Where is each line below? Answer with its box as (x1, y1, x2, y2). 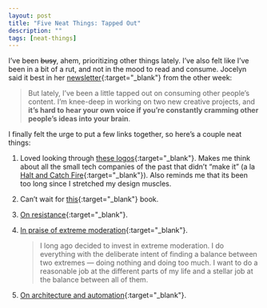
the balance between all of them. (39, 275, 149, 285)
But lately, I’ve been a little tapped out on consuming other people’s (27, 89, 250, 98)
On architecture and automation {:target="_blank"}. (19, 290, 187, 300)
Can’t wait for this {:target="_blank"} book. (19, 194, 159, 204)
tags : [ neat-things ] (8, 34, 78, 42)
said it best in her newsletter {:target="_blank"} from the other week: (8, 73, 233, 82)
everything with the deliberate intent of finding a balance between (39, 250, 257, 259)
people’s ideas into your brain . (27, 114, 131, 124)
